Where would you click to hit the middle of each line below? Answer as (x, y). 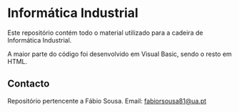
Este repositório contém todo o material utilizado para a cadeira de (105, 33)
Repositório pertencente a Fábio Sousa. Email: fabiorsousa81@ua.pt (107, 101)
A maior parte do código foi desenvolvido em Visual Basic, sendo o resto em (119, 54)
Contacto (29, 84)
